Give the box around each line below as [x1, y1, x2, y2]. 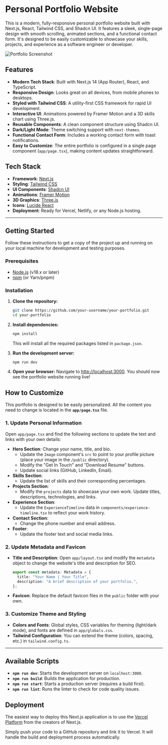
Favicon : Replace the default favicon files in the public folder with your [12, 592, 159, 598]
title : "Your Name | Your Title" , [17, 574, 89, 579]
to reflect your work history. [48, 509, 105, 515]
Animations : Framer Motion [12, 191, 70, 197]
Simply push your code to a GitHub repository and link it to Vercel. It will [5, 729, 153, 735]
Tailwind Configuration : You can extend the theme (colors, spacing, [12, 632, 153, 638]
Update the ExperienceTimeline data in [19, 504, 100, 510]
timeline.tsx [19, 510, 47, 515]
